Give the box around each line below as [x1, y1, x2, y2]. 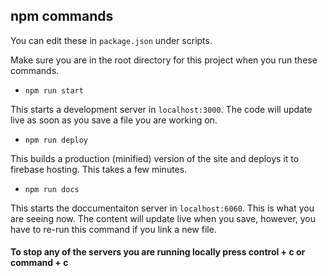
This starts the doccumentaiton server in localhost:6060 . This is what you [10, 202, 315, 214]
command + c [10, 257, 69, 269]
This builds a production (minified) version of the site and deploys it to [10, 152, 300, 164]
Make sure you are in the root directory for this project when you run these [10, 54, 318, 66]
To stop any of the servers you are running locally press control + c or [10, 246, 306, 258]
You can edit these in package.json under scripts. [10, 34, 213, 46]
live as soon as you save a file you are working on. [10, 114, 218, 126]
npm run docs [24, 184, 80, 194]
